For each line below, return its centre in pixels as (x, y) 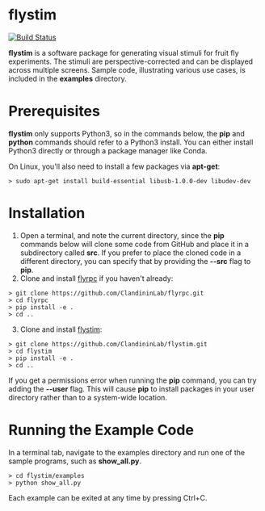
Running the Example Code (101, 430)
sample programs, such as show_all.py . (75, 461)
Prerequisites (55, 111)
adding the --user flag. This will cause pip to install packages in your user (131, 388)
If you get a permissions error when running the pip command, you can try (132, 380)
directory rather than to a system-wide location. (88, 397)
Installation (47, 214)
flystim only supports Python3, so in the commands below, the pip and (126, 133)
